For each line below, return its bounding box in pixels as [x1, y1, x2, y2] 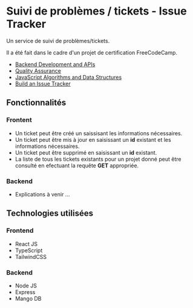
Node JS [15, 282, 38, 289]
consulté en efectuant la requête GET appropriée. [15, 162, 139, 169]
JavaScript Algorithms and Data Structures [15, 73, 122, 81]
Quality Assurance [15, 67, 62, 74]
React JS [15, 240, 38, 247]
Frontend [6, 226, 34, 235]
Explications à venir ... [15, 190, 70, 198]
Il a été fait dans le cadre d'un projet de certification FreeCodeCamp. [6, 49, 177, 56]
